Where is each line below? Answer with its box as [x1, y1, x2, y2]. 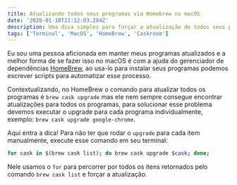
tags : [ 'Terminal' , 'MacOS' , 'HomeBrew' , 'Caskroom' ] [7, 30, 169, 37]
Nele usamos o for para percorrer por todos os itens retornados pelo [7, 162, 208, 171]
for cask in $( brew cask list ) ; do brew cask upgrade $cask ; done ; [7, 150, 210, 157]
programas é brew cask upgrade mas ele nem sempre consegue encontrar [7, 93, 223, 101]
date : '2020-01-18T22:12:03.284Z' [7, 17, 109, 24]
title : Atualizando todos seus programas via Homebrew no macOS [7, 10, 200, 18]
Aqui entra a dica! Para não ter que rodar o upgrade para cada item [7, 129, 200, 137]
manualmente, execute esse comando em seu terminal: [7, 136, 168, 145]
